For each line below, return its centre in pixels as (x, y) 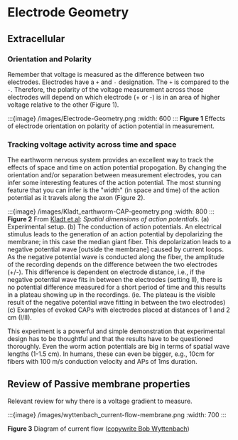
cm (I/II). (20, 318)
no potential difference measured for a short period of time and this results (117, 287)
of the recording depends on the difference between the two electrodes (113, 265)
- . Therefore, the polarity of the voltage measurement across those (106, 89)
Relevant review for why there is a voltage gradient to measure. (100, 401)
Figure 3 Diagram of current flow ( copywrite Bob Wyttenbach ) (98, 429)
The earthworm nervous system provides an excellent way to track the (111, 160)
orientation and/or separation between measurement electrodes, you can (114, 175)
